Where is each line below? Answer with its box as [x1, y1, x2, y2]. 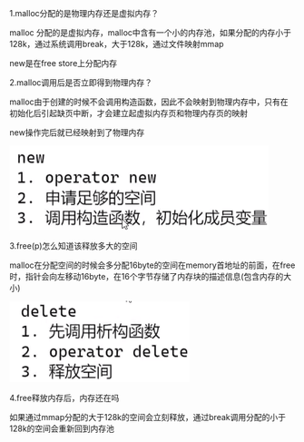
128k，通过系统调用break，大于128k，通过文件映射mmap [9, 39, 224, 49]
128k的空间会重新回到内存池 [9, 423, 115, 434]
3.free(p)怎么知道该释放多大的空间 [9, 241, 138, 251]
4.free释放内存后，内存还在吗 [9, 393, 120, 403]
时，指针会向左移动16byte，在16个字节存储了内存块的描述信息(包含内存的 [9, 271, 284, 281]
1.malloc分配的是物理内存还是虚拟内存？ [9, 8, 160, 18]
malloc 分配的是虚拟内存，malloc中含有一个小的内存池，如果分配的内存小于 [9, 27, 292, 38]
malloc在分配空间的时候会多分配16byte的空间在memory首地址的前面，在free [9, 260, 296, 270]
